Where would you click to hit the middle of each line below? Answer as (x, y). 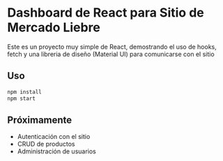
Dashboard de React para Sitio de (106, 13)
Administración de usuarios (56, 151)
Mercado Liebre (54, 27)
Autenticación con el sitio (54, 137)
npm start (22, 99)
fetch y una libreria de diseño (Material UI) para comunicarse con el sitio (111, 54)
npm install (24, 92)
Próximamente (40, 120)
